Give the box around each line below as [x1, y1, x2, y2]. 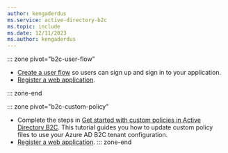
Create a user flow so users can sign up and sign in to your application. [17, 69, 221, 77]
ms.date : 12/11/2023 [7, 29, 67, 37]
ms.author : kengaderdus [7, 36, 76, 43]
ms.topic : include [7, 23, 60, 30]
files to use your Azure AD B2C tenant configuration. [17, 131, 168, 139]
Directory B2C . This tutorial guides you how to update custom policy [17, 123, 213, 132]
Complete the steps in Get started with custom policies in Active [17, 116, 202, 125]
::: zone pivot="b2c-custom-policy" [7, 102, 109, 111]
